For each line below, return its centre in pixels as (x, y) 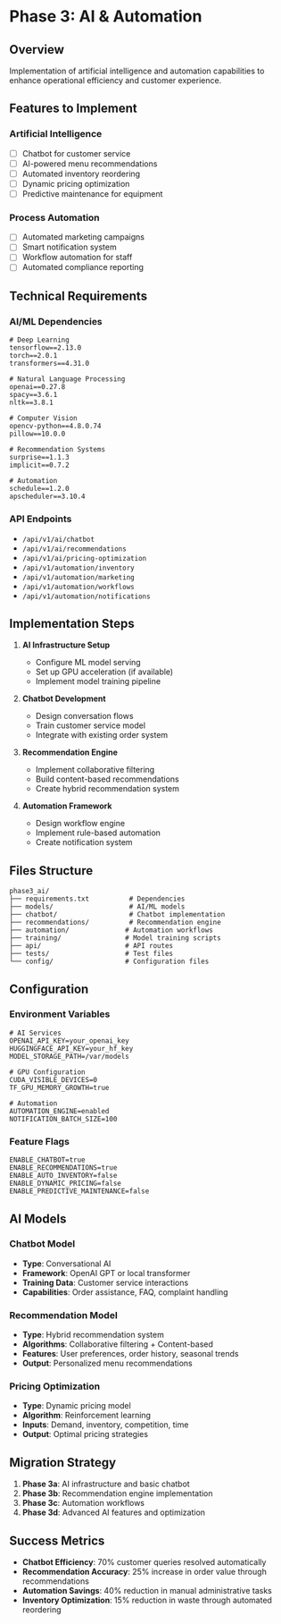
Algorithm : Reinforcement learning (87, 1416)
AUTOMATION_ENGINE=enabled (59, 1111)
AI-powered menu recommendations (90, 164)
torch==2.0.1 (33, 356)
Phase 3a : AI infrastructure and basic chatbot (106, 1484)
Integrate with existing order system (102, 735)
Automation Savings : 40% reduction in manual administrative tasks (147, 1591)
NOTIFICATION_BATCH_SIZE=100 (63, 1119)
